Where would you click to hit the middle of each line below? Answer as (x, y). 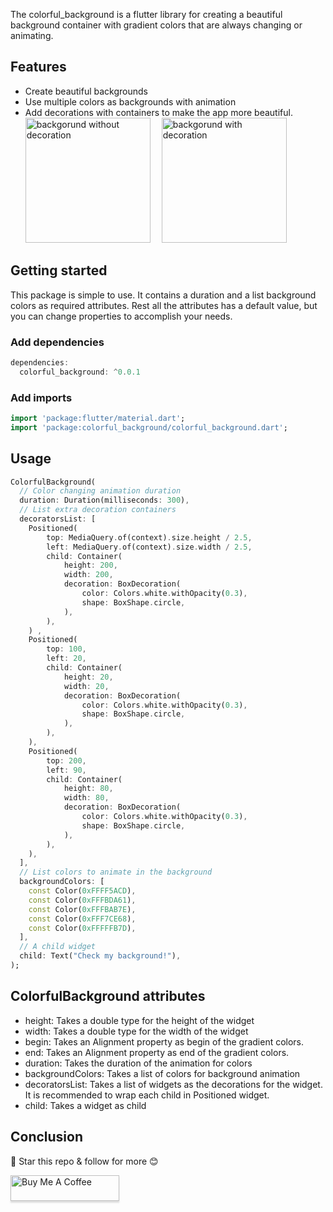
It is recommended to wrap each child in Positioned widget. (147, 1095)
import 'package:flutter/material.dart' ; (98, 418)
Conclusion (47, 1137)
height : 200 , (90, 565)
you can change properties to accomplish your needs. (121, 316)
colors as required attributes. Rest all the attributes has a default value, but (164, 305)
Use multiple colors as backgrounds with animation (130, 101)
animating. (32, 35)
